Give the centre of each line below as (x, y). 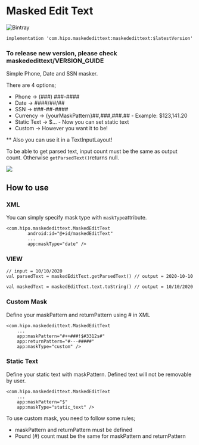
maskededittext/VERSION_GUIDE (55, 61)
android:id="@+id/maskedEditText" (70, 233)
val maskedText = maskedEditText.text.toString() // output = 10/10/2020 (100, 287)
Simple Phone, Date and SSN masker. (52, 74)
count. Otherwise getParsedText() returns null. (63, 158)
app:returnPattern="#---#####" (56, 341)
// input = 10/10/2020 (34, 271)
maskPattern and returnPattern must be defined (74, 430)
